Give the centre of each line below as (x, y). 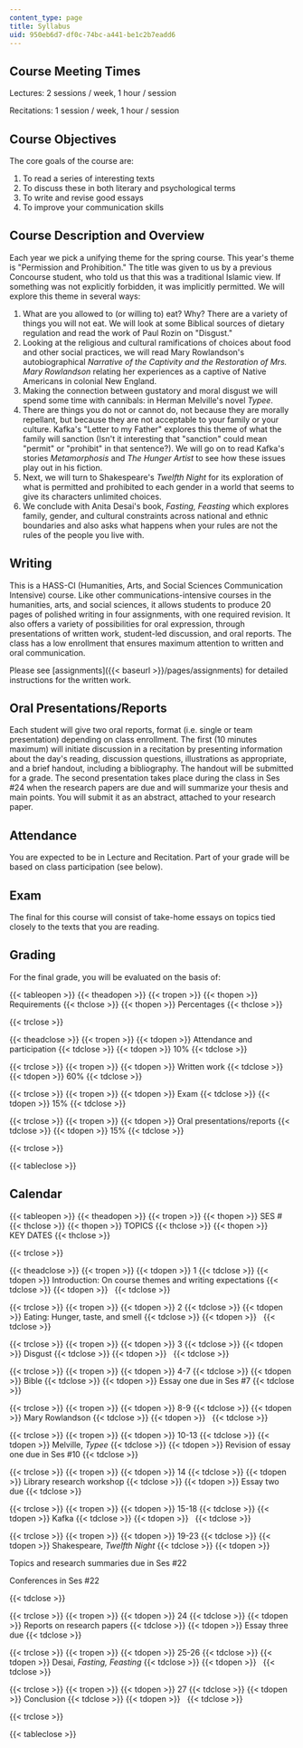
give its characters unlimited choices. (92, 496)
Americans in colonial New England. (90, 380)
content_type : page (46, 18)
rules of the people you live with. (83, 534)
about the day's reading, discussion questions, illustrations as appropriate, (148, 759)
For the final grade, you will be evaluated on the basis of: (115, 977)
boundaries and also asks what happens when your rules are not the (150, 525)
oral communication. (47, 652)
